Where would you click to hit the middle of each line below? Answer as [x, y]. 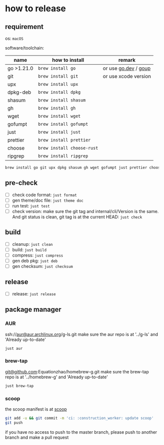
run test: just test [31, 206]
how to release [35, 9]
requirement [24, 27]
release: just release [34, 294]
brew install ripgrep [63, 156]
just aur [14, 348]
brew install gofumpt [63, 124]
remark [127, 60]
